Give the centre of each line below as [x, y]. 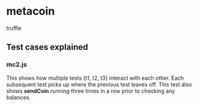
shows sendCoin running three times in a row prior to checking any [90, 91]
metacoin [31, 11]
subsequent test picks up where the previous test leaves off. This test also [99, 84]
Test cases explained [47, 47]
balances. [19, 97]
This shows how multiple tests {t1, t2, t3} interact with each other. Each [95, 78]
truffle [14, 28]
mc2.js [17, 65]
